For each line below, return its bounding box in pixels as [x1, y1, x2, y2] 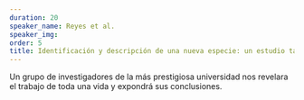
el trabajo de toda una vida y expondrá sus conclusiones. [9, 81, 223, 92]
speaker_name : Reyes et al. [9, 22, 116, 31]
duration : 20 [9, 13, 59, 23]
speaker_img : [9, 30, 59, 39]
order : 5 [9, 38, 43, 48]
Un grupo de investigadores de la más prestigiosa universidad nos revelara [9, 71, 289, 82]
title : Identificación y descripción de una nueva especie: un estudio [9, 47, 285, 56]
